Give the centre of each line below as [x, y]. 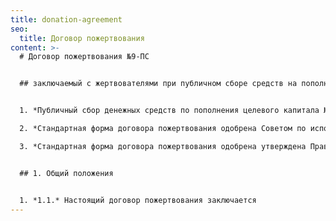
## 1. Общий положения [66, 173]
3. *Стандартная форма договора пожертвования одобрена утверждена [163, 146]
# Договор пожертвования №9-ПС [84, 57]
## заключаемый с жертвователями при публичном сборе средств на [158, 84]
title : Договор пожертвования [82, 38]
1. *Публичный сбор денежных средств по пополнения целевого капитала [169, 111]
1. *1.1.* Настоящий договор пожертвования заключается [138, 200]
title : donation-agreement [66, 19]
